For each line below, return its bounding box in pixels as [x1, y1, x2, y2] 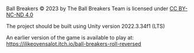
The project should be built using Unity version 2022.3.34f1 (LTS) [6, 23, 166, 29]
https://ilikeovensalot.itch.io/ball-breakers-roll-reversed [6, 41, 141, 47]
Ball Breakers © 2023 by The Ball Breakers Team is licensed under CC [6, 5, 177, 12]
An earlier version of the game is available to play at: [6, 34, 134, 41]
